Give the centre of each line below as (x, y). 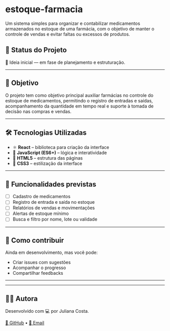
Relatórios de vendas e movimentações (54, 208)
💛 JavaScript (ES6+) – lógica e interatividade (60, 153)
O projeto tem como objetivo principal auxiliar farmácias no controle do (79, 95)
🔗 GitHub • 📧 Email (25, 323)
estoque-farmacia (44, 9)
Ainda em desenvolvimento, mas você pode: (51, 252)
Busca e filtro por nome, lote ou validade (55, 219)
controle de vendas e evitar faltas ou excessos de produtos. (68, 34)
